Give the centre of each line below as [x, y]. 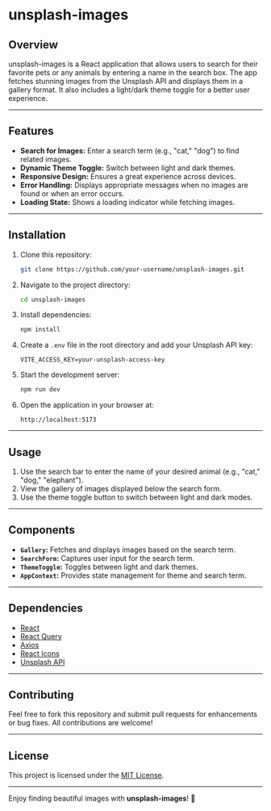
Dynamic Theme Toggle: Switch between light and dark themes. [128, 168]
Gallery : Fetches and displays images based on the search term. [128, 550]
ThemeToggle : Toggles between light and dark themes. [109, 566]
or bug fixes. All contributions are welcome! [81, 723]
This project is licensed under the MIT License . [86, 775]
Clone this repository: [56, 254]
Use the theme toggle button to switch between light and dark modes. [136, 497]
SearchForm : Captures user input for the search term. [107, 558]
